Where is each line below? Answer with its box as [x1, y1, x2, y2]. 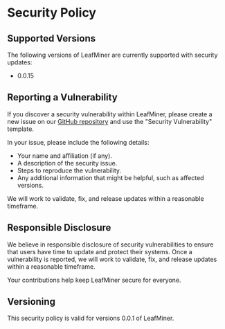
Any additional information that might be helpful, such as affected [17, 173, 204, 181]
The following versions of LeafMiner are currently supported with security [7, 51, 218, 59]
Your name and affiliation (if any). [17, 151, 113, 160]
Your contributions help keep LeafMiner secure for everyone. [7, 276, 181, 284]
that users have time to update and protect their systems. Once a [7, 247, 192, 256]
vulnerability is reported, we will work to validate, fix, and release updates [7, 255, 217, 263]
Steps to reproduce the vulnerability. [17, 166, 122, 175]
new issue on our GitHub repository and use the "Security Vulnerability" [7, 117, 213, 125]
